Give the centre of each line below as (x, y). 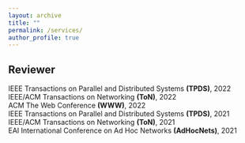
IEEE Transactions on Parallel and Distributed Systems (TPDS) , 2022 (120, 88)
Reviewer (32, 69)
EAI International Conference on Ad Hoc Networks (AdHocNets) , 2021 (122, 130)
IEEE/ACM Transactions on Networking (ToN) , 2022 (92, 97)
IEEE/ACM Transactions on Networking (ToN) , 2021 (92, 122)
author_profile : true (44, 38)
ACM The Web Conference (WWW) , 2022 (77, 105)
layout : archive (35, 15)
